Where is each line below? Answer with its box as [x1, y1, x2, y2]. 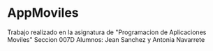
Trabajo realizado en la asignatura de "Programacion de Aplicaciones [7, 28, 207, 36]
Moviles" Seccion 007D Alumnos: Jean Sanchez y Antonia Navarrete [7, 35, 205, 43]
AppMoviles [7, 5, 79, 21]
